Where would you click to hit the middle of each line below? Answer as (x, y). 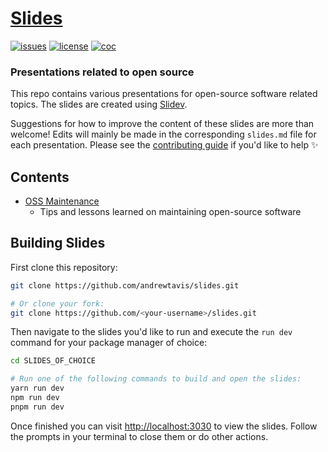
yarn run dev (37, 388)
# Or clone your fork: (57, 303)
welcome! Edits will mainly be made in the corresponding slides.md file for (163, 134)
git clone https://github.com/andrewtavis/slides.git (125, 285)
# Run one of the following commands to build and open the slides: (156, 379)
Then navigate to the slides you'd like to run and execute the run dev (151, 332)
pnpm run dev (37, 407)
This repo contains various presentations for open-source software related (164, 94)
